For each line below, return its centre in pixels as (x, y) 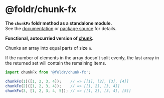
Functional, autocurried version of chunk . (49, 38)
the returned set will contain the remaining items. (56, 63)
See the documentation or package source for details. (61, 28)
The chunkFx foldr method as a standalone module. (59, 23)
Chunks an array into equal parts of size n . (49, 48)
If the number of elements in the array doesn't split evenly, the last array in (82, 58)
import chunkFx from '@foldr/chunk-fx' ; (48, 72)
